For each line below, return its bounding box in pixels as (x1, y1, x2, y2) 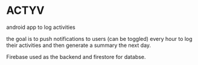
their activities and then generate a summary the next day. (6, 42, 152, 49)
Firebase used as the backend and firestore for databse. (6, 53, 146, 60)
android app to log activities (6, 23, 75, 31)
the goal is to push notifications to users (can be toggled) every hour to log (6, 35, 193, 42)
